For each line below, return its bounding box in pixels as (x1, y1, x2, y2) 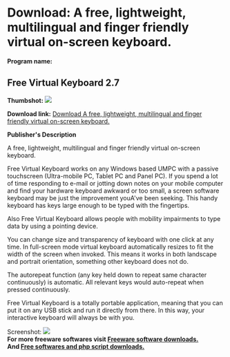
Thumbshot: (7, 96, 44, 104)
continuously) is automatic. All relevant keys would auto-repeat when (7, 278, 204, 286)
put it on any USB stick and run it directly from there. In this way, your (7, 306, 205, 314)
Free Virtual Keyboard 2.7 (7, 77, 119, 89)
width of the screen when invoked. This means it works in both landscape (7, 250, 218, 258)
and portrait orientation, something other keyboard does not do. (7, 257, 189, 265)
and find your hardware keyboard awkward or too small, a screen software (7, 186, 220, 195)
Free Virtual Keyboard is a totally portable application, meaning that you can (7, 298, 223, 307)
